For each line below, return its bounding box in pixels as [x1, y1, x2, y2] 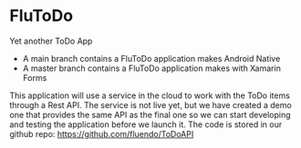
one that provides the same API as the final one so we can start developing [9, 109, 291, 120]
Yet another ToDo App [9, 35, 93, 46]
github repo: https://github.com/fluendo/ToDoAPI [9, 128, 194, 139]
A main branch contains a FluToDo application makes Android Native [22, 53, 281, 64]
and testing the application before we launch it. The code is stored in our [9, 119, 283, 130]
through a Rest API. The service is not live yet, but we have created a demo [9, 99, 292, 110]
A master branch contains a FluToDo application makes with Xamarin [22, 63, 281, 74]
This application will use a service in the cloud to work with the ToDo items [9, 90, 290, 101]
